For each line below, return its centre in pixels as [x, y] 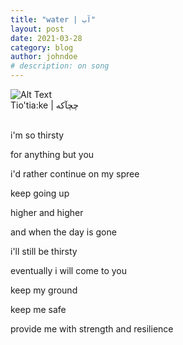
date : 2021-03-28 [46, 38]
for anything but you [52, 154]
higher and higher [47, 212]
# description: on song [60, 66]
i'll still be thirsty [44, 251]
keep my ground [44, 290]
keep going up [40, 193]
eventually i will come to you [68, 270]
